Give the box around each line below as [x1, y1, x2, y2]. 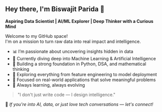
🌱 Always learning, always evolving [12, 82, 85, 88]
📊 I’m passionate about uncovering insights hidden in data [12, 48, 133, 54]
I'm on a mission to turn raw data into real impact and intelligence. [5, 38, 141, 44]
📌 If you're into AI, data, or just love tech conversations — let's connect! [5, 101, 153, 107]
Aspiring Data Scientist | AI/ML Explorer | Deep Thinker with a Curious [5, 18, 153, 24]
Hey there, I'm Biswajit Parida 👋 [5, 5, 105, 13]
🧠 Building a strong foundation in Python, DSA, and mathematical [12, 61, 146, 67]
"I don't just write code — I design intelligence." [17, 92, 116, 98]
